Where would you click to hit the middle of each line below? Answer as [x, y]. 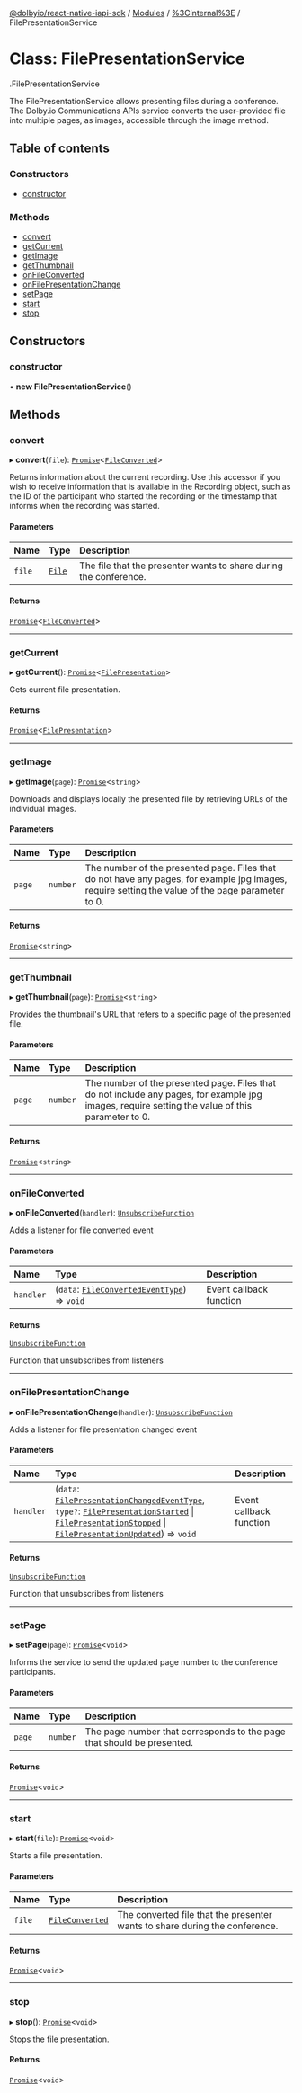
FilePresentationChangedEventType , [130, 1500]
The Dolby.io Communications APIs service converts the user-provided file [147, 111]
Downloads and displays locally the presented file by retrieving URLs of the [148, 798]
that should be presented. [139, 1742]
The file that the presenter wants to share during [181, 566]
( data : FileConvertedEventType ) [121, 1289]
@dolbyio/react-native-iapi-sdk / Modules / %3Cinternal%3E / [125, 13]
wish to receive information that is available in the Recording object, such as [150, 487]
